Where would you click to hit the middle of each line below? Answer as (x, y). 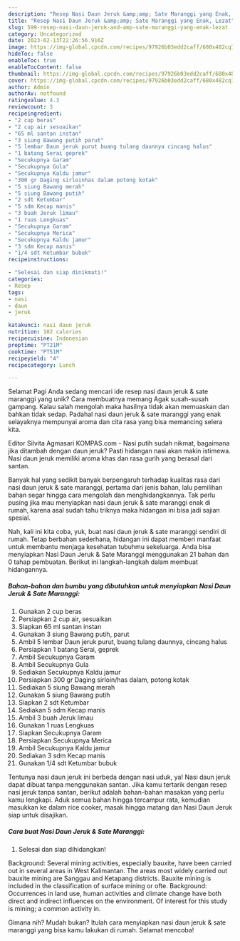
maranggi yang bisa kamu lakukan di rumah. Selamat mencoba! (101, 930)
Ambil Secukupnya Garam (57, 657)
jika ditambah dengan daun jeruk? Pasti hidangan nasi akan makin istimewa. (119, 451)
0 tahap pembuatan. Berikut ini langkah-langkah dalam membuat (103, 562)
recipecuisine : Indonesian (48, 338)
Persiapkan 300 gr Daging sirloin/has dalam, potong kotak (104, 680)
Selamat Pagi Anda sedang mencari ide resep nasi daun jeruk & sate (108, 392)
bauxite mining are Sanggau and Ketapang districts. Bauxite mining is (110, 878)
